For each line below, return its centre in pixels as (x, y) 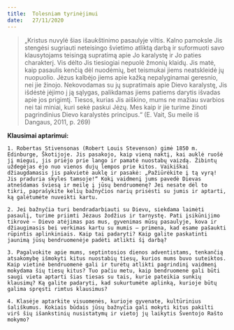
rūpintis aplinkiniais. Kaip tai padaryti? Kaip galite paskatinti (108, 234)
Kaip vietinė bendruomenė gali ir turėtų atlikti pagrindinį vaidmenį (112, 264)
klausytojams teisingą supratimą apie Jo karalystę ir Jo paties (113, 55)
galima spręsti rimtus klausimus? (58, 289)
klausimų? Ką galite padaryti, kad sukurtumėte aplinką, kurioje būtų (112, 283)
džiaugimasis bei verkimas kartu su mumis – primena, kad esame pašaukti (117, 228)
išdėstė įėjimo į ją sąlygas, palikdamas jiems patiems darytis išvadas (122, 92)
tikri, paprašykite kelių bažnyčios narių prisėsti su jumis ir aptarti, (117, 191)
